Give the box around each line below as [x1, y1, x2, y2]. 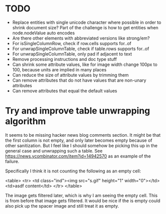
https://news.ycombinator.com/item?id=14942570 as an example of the [5, 153, 151, 159]
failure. [5, 158, 20, 164]
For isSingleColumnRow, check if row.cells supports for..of [12, 40, 131, 46]
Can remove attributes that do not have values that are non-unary [12, 77, 147, 83]
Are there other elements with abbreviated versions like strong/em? [12, 35, 150, 41]
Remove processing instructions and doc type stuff [12, 56, 117, 62]
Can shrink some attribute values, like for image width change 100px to [12, 61, 158, 67]
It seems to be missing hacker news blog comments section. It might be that [5, 132, 161, 138]
